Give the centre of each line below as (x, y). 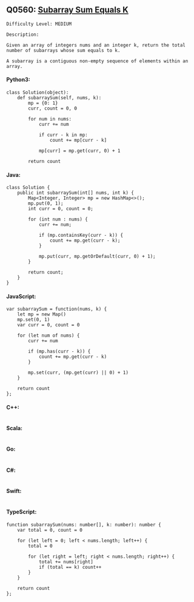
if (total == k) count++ (70, 567)
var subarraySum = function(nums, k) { (57, 309)
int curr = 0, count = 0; (61, 209)
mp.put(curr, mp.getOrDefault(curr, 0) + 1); (97, 257)
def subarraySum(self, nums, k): (59, 98)
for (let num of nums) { (48, 336)
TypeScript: (22, 512)
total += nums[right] (66, 562)
